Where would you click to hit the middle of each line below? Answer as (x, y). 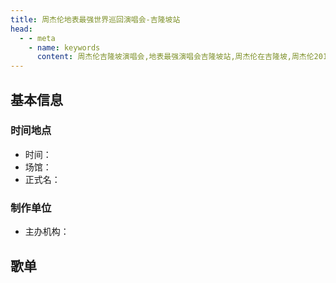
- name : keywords (64, 47)
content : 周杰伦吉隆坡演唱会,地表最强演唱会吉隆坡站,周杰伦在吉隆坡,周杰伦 (175, 57)
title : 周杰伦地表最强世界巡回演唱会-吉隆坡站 (95, 19)
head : (21, 29)
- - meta (37, 38)
